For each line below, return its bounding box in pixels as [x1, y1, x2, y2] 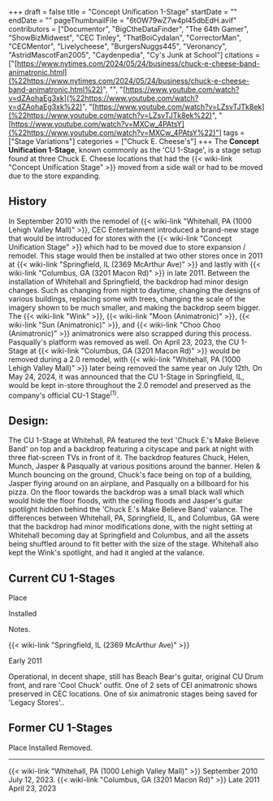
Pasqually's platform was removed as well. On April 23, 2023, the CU [8, 337, 240, 346]
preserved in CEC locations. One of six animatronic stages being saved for [8, 689, 258, 699]
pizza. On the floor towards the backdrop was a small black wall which [8, 487, 245, 497]
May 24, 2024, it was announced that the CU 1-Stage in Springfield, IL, [8, 372, 245, 381]
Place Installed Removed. [8, 742, 93, 752]
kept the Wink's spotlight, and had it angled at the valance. [8, 548, 206, 558]
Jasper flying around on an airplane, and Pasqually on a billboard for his [8, 479, 249, 489]
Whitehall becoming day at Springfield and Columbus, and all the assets [8, 530, 249, 540]
